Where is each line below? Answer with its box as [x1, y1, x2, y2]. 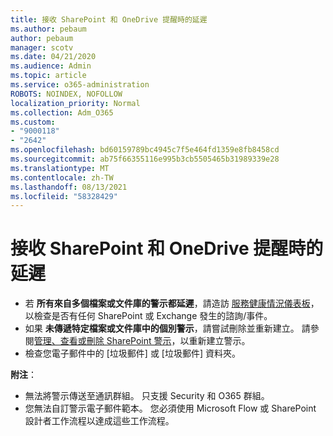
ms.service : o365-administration [10, 80, 150, 90]
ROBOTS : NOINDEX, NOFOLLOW [10, 89, 123, 99]
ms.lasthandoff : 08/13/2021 [10, 182, 128, 192]
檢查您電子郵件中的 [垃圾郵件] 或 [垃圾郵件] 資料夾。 [24, 347, 241, 360]
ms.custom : [10, 117, 56, 127]
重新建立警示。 [188, 335, 251, 347]
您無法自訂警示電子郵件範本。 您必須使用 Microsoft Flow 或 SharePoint [24, 402, 317, 415]
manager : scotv [10, 42, 74, 53]
